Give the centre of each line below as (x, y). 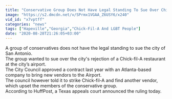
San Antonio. (19, 53)
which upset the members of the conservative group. (61, 86)
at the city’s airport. (26, 64)
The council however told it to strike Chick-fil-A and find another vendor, (82, 80)
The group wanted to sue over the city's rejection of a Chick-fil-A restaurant (85, 59)
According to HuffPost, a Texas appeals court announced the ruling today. (83, 91)
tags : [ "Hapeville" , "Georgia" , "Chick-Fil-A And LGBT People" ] (73, 29)
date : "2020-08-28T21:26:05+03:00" (43, 34)
